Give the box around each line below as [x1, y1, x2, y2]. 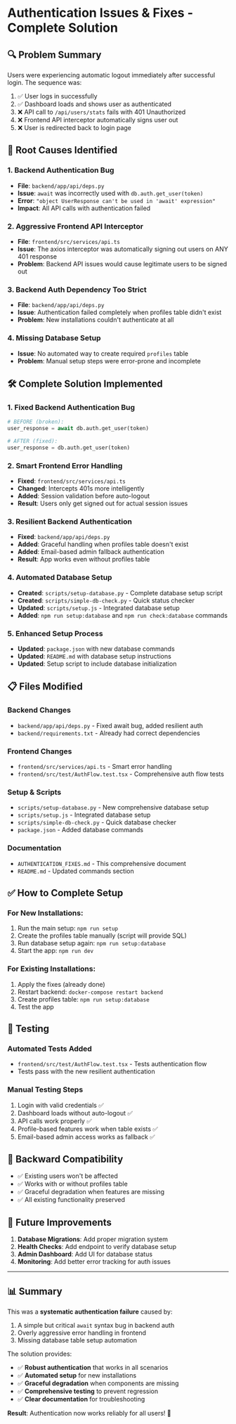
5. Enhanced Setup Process [7, 628, 103, 638]
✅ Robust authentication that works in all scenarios [17, 1363, 169, 1371]
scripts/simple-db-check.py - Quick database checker [17, 818, 177, 827]
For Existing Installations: [7, 964, 96, 974]
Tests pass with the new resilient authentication [17, 1067, 156, 1076]
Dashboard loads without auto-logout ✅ [17, 1108, 133, 1117]
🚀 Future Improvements [7, 1216, 112, 1228]
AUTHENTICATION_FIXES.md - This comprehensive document [17, 859, 186, 867]
